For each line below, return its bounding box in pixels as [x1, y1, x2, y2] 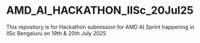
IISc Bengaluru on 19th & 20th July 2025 [6, 29, 107, 36]
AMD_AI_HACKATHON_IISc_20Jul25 [6, 4, 194, 17]
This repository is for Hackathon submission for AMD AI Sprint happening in [6, 23, 195, 30]
